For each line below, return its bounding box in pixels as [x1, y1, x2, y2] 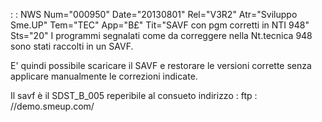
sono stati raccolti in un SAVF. [10, 40, 134, 52]
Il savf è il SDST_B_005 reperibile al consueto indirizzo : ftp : [10, 90, 258, 101]
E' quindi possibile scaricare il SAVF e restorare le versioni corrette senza [10, 60, 312, 71]
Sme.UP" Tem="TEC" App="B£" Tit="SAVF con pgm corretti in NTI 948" [10, 19, 310, 31]
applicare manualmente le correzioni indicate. [10, 70, 198, 82]
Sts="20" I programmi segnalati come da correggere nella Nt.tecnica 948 [10, 30, 313, 41]
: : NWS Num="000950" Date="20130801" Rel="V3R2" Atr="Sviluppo [10, 9, 298, 20]
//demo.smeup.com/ [10, 100, 95, 112]
